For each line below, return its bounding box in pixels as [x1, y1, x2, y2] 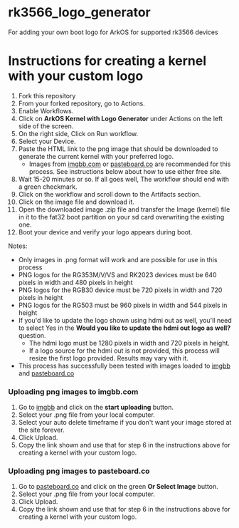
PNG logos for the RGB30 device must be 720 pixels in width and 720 [18, 286, 223, 294]
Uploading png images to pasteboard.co [8, 466, 150, 476]
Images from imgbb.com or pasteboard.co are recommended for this [28, 160, 231, 168]
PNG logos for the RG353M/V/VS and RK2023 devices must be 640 [18, 270, 217, 279]
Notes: [8, 242, 28, 250]
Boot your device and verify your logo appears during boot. [18, 227, 193, 236]
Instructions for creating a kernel [8, 53, 207, 69]
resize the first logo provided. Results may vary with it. [28, 353, 189, 362]
